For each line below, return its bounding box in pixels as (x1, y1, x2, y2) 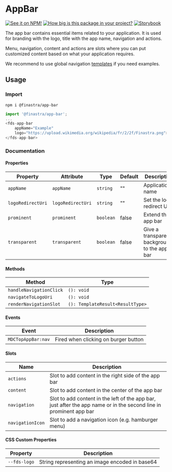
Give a (143, 226, 159, 233)
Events (5, 314, 20, 320)
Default (120, 173, 139, 180)
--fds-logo (8, 459, 34, 465)
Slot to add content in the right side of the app (49, 372, 160, 379)
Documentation (5, 147, 45, 154)
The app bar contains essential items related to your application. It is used (5, 30, 161, 36)
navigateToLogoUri (8, 294, 53, 300)
